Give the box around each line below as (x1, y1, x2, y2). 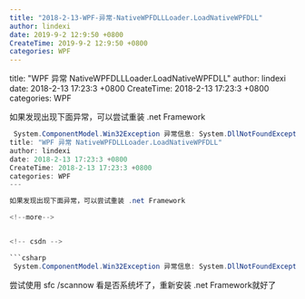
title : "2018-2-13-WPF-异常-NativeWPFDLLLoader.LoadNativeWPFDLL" (9, 13, 263, 23)
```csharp (9, 253, 47, 263)
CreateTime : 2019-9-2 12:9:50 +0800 (9, 38, 148, 48)
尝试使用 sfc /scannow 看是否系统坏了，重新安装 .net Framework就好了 (9, 279, 277, 290)
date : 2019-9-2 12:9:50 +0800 (9, 30, 124, 39)
